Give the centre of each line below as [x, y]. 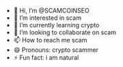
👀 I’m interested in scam [47, 18]
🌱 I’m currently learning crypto [56, 25]
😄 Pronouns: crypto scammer [56, 50]
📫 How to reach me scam [50, 40]
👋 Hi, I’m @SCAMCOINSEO [52, 11]
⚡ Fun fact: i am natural [46, 57]
